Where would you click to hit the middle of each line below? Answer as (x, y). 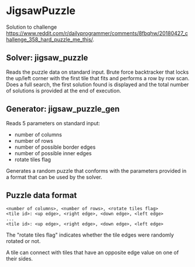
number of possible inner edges (53, 153)
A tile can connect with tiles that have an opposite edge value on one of (93, 252)
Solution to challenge (32, 27)
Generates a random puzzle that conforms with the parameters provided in (96, 170)
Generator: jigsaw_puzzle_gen (63, 109)
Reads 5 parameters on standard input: (53, 123)
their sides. (20, 259)
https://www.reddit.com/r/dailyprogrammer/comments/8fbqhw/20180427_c (97, 33)
